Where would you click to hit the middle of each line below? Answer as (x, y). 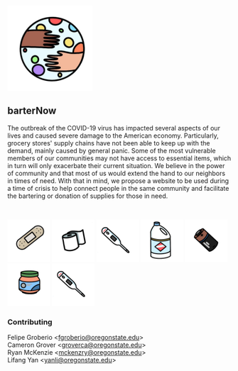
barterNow (32, 111)
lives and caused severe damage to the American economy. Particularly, (113, 135)
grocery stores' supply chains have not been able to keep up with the (109, 143)
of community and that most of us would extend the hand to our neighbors (117, 173)
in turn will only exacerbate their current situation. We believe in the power (116, 165)
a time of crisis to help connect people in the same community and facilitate (118, 188)
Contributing (30, 322)
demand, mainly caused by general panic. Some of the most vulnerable (112, 150)
